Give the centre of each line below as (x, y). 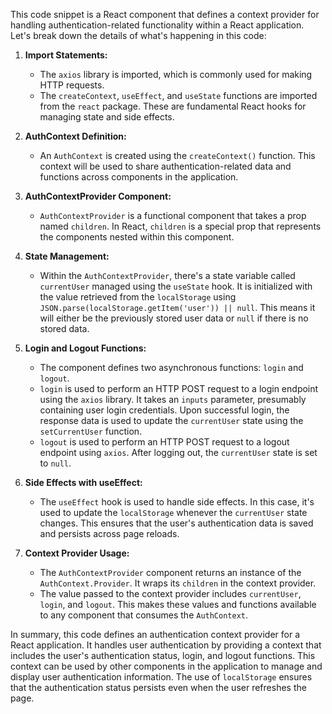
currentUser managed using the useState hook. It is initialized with (176, 286)
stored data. (64, 328)
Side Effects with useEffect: (83, 482)
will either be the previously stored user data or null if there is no (174, 318)
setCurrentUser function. (91, 431)
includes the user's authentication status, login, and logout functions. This (163, 655)
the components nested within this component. (137, 237)
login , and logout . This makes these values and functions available (178, 604)
